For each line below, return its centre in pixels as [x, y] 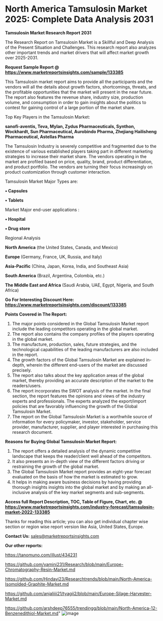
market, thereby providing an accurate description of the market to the [83, 380]
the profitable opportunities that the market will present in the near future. [79, 92]
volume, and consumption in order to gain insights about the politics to [76, 102]
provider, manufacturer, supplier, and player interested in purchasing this [85, 427]
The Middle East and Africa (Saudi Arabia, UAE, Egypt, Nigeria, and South [80, 285]
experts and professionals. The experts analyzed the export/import [79, 401]
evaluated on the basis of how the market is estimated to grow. [75, 477]
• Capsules [16, 191]
